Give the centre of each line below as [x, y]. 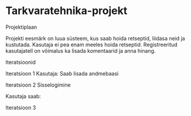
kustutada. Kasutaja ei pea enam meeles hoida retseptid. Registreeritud [92, 45]
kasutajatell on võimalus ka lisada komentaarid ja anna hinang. [81, 50]
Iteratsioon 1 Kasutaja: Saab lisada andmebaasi [62, 73]
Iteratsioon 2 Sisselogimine [38, 85]
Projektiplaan [21, 27]
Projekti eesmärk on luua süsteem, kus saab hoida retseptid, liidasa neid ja [95, 38]
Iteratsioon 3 [21, 107]
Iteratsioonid [21, 62]
